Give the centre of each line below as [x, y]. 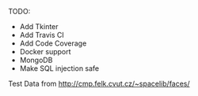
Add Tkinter [39, 26]
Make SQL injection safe [59, 68]
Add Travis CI [42, 35]
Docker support [45, 52]
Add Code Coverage [53, 43]
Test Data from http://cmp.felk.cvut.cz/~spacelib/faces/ [99, 83]
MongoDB [36, 60]
